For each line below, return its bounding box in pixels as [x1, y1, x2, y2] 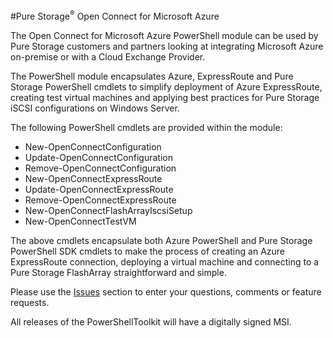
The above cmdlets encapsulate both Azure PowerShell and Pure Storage [10, 234, 313, 246]
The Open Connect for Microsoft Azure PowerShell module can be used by [10, 29, 319, 41]
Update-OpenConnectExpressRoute [24, 183, 174, 195]
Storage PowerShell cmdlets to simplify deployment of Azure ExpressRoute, [10, 80, 323, 93]
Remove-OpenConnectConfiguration [24, 162, 177, 174]
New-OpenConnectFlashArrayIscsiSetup [24, 204, 193, 216]
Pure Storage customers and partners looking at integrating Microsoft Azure [10, 40, 324, 52]
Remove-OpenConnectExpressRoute [24, 194, 177, 206]
